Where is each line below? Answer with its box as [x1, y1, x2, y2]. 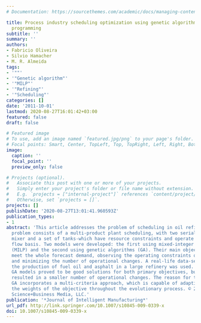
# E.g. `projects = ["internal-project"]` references [6, 191, 148, 197]
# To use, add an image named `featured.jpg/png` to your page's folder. [6, 136, 194, 142]
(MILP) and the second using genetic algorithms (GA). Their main [11, 246, 181, 253]
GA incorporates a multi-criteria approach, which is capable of [11, 281, 178, 287]
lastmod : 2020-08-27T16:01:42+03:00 [6, 108, 98, 114]
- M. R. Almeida [6, 58, 47, 65]
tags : [6, 64, 20, 70]
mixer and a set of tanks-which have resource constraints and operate [11, 236, 194, 242]
